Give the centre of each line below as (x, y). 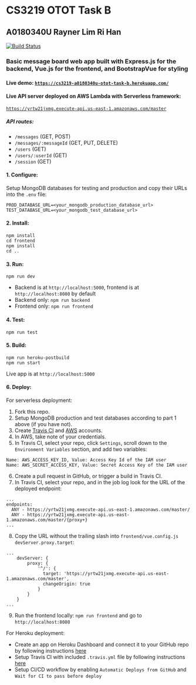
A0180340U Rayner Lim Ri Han (64, 32)
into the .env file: (26, 194)
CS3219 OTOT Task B (59, 10)
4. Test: (16, 320)
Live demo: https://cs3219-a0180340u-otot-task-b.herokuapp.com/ (87, 82)
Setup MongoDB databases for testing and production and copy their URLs (97, 188)
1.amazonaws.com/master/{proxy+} (47, 520)
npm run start (23, 363)
